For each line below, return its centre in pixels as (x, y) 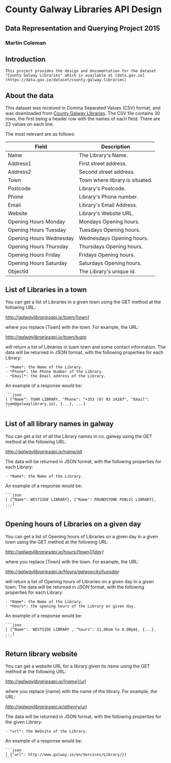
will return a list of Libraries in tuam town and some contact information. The (86, 347)
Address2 (20, 172)
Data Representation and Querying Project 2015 (83, 28)
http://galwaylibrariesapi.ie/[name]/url (46, 682)
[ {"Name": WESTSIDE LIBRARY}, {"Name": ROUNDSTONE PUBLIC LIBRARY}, (81, 499)
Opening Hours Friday (34, 255)
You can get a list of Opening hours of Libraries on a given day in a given (82, 536)
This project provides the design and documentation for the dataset (81, 71)
